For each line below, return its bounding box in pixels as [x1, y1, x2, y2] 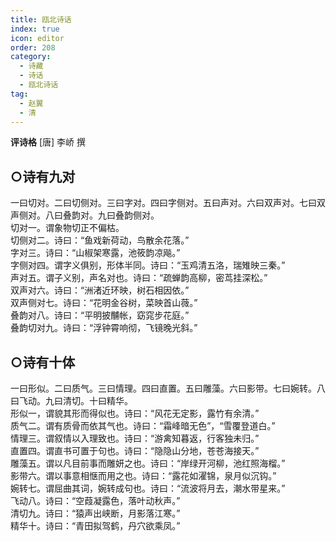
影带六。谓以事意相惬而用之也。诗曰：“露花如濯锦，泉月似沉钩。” [10, 470, 277, 481]
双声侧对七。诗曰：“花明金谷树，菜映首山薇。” [10, 297, 198, 309]
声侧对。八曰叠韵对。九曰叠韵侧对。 [10, 209, 160, 221]
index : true [10, 24, 60, 34]
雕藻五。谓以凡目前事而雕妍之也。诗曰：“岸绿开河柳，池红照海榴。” [10, 457, 286, 469]
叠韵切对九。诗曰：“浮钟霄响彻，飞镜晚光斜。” [10, 322, 198, 334]
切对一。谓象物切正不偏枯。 [10, 222, 125, 234]
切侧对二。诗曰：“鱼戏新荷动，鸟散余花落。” [10, 234, 190, 246]
